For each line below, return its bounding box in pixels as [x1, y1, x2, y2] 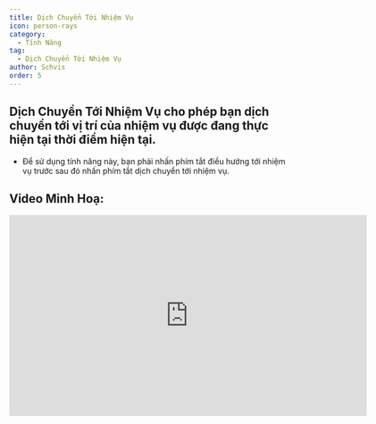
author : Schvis [9, 63, 66, 72]
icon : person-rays [9, 21, 78, 30]
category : [9, 29, 46, 38]
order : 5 [9, 71, 42, 80]
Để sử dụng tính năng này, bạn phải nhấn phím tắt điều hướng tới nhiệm [21, 155, 286, 166]
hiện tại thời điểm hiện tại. [9, 132, 156, 147]
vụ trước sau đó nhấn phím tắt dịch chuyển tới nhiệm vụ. [21, 165, 230, 176]
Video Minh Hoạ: [9, 191, 104, 206]
